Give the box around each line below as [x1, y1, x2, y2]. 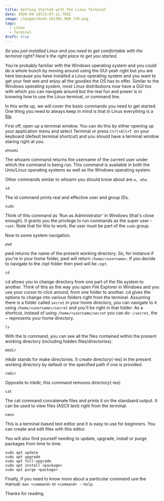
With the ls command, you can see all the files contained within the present [5, 333, 157, 339]
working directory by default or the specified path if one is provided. [5, 361, 143, 367]
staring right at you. [5, 138, 45, 144]
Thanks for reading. [5, 490, 45, 496]
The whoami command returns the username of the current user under [5, 156, 148, 162]
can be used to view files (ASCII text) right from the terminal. [5, 403, 127, 409]
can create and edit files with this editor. [5, 426, 86, 432]
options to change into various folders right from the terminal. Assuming [5, 294, 151, 300]
